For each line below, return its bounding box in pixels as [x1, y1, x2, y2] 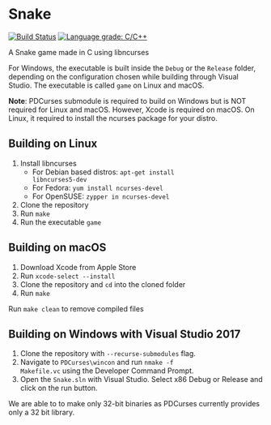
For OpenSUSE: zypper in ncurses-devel [32, 191, 170, 201]
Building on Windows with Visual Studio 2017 [8, 327, 241, 341]
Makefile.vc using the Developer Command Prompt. [19, 366, 194, 376]
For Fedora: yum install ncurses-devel [32, 182, 163, 192]
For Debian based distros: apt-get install [32, 167, 175, 177]
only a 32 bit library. [8, 407, 75, 418]
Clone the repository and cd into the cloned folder [19, 279, 186, 289]
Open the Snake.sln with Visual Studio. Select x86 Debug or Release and [19, 375, 263, 384]
